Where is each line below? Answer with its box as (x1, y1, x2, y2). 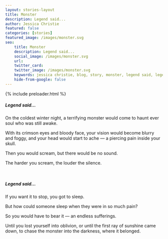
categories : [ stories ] (5, 30, 52, 35)
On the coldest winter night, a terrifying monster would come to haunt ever (5, 114, 159, 120)
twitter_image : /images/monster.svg (14, 68, 91, 73)
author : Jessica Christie (5, 21, 59, 26)
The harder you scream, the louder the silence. (5, 159, 102, 165)
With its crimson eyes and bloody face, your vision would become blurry (5, 129, 154, 135)
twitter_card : (14, 63, 43, 68)
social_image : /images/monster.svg (14, 53, 88, 59)
